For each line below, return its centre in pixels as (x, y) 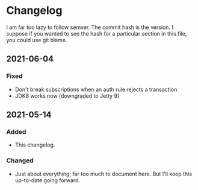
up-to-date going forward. (48, 180)
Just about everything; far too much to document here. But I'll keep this (104, 174)
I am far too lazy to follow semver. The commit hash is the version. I (90, 27)
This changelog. (35, 145)
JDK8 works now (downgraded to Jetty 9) (67, 96)
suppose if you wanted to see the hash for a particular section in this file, (97, 33)
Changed (20, 160)
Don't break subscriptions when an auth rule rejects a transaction (96, 89)
